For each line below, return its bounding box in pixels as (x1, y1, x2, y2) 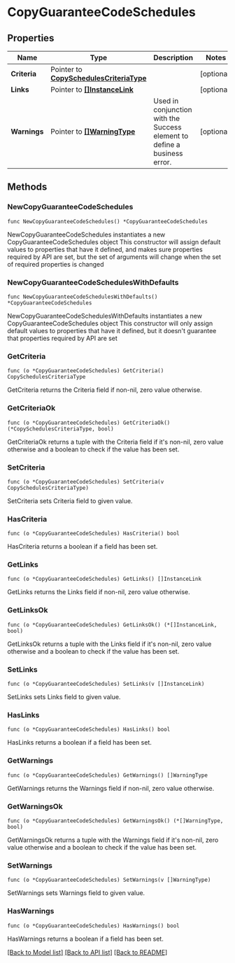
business (153, 148, 183, 158)
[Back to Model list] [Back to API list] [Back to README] (7, 948, 168, 956)
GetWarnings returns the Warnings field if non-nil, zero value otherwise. (7, 784, 215, 792)
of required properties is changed (7, 260, 104, 268)
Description (153, 53, 194, 62)
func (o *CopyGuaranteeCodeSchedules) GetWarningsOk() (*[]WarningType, (7, 817, 224, 824)
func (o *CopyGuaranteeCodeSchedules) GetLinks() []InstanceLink (7, 575, 201, 583)
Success (153, 122, 182, 132)
